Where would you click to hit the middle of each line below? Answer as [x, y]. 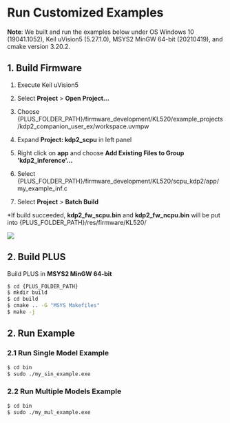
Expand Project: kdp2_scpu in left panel [74, 139]
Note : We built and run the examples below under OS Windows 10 [101, 32]
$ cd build [23, 299]
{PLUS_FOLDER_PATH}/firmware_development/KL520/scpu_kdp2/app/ [118, 181]
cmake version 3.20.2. [39, 46]
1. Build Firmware [45, 68]
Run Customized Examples [85, 13]
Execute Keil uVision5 [48, 85]
